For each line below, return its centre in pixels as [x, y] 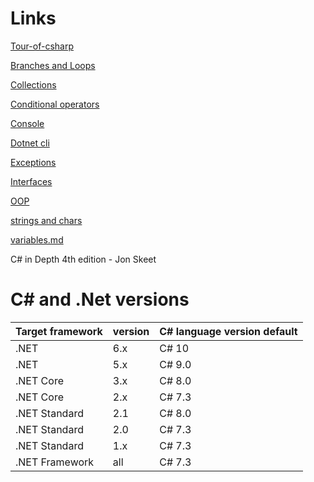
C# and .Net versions [100, 299]
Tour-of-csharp [42, 46]
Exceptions [33, 162]
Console [27, 123]
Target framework [59, 331]
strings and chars [46, 220]
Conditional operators [55, 104]
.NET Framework [55, 462]
